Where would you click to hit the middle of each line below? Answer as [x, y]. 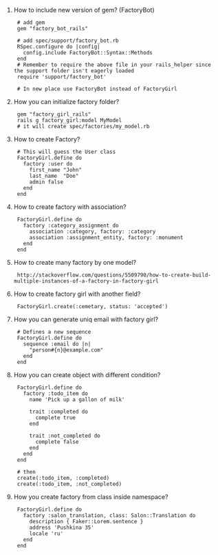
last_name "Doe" [54, 176]
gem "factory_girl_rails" [54, 114]
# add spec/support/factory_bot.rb [68, 41]
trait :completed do [58, 412]
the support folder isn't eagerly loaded [74, 71]
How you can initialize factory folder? [66, 102]
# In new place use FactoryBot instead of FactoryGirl [97, 89]
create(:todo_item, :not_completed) [69, 484]
